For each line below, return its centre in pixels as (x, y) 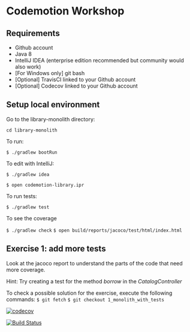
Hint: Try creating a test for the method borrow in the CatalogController (94, 281)
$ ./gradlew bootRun (32, 152)
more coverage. (26, 270)
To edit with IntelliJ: (30, 163)
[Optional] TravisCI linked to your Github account (75, 80)
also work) (28, 67)
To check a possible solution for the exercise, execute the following (89, 293)
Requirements (33, 33)
